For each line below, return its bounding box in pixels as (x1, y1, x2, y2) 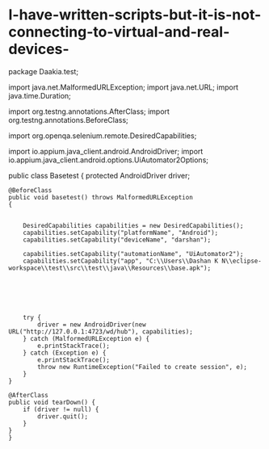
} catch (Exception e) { (23, 349, 107, 357)
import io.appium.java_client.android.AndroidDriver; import (8, 146, 204, 156)
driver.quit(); (37, 412, 89, 421)
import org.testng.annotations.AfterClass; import (8, 107, 170, 116)
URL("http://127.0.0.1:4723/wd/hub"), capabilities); (8, 327, 194, 336)
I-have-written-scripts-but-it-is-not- (8, 6, 262, 24)
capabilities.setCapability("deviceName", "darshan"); (23, 236, 212, 244)
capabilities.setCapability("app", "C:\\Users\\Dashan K (23, 257, 219, 265)
